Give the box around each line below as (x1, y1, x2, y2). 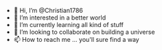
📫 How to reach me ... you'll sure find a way (13, 36, 139, 43)
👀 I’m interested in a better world (13, 14, 106, 22)
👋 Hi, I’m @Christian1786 (13, 7, 84, 14)
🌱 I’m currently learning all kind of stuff (13, 21, 124, 28)
